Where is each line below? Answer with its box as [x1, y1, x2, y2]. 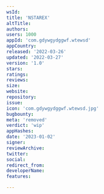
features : [6, 173, 32, 180]
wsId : [6, 9, 20, 15]
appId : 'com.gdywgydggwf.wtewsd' [6, 37, 91, 43]
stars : [6, 65, 23, 72]
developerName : [6, 168, 45, 174]
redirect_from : [6, 162, 45, 168]
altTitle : [6, 20, 32, 26]
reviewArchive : [6, 145, 45, 151]
